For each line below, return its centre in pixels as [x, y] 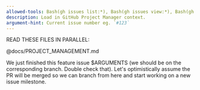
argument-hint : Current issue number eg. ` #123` [68, 23]
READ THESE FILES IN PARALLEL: [48, 40]
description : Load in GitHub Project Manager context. [76, 17]
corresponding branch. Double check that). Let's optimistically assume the [98, 69]
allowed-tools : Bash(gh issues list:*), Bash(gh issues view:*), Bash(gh [100, 12]
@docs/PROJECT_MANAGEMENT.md [53, 51]
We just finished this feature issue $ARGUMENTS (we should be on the [94, 63]
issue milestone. [26, 82]
